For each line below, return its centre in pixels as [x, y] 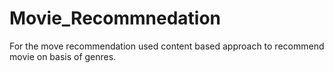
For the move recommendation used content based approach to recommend [167, 46]
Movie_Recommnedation [115, 18]
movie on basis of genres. [63, 56]
